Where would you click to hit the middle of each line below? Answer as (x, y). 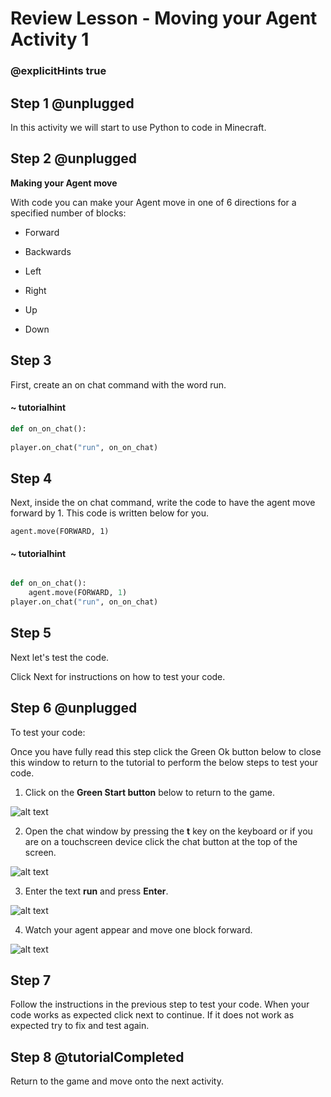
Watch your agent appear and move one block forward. (138, 929)
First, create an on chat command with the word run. (118, 384)
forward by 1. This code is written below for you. (109, 513)
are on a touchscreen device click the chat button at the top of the (161, 841)
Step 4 (31, 478)
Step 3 (31, 360)
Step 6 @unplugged (74, 708)
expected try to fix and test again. (80, 1026)
